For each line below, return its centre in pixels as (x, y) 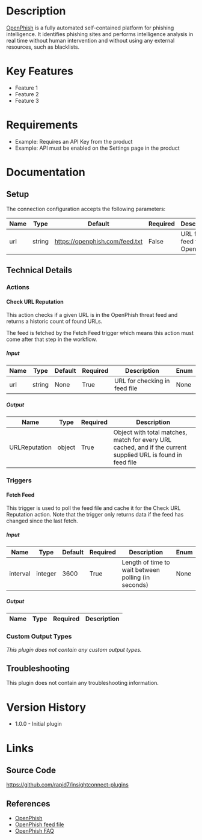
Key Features (40, 71)
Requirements (42, 125)
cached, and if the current (150, 447)
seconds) (135, 585)
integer (46, 574)
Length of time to (146, 562)
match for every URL (142, 440)
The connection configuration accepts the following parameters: (86, 209)
